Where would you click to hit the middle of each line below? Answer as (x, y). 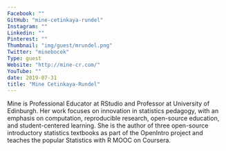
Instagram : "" (28, 26)
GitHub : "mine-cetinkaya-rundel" (55, 20)
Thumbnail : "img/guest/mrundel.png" (60, 46)
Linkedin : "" (26, 33)
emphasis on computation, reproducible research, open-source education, (113, 119)
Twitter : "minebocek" (38, 52)
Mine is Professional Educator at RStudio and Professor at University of (109, 103)
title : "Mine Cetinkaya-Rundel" (54, 84)
